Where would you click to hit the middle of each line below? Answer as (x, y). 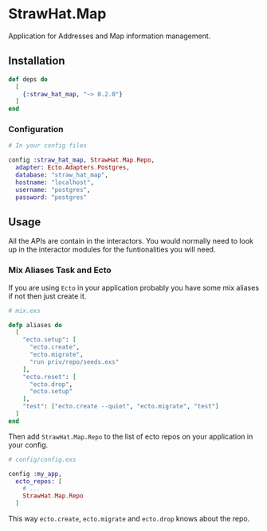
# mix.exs (25, 310)
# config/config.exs (43, 459)
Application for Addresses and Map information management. (110, 36)
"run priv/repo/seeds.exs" (74, 362)
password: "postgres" (51, 197)
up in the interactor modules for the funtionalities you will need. (112, 250)
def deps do (28, 79)
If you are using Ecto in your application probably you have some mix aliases (134, 287)
